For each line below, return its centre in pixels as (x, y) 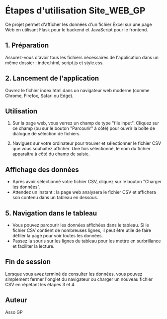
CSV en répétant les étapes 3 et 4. (40, 284)
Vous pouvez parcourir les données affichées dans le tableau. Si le (81, 225)
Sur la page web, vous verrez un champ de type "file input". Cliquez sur (86, 123)
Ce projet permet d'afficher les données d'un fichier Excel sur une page (79, 24)
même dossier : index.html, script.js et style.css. (54, 63)
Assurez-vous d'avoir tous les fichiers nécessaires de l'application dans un (82, 57)
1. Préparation (27, 46)
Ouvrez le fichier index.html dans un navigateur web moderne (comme (78, 90)
